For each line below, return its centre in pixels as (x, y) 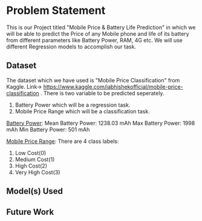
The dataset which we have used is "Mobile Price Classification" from (93, 80)
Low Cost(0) (31, 153)
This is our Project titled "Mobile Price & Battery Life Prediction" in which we (101, 27)
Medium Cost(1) (35, 159)
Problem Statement (56, 11)
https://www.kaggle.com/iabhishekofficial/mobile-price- (113, 87)
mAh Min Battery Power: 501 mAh (48, 129)
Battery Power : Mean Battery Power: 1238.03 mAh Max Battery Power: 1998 (101, 123)
